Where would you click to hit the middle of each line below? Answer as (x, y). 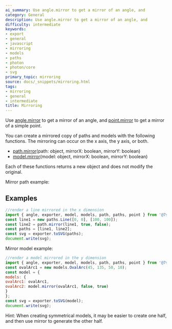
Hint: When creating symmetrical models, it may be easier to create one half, (86, 315)
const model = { (23, 272)
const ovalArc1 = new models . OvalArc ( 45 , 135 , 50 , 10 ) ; (66, 267)
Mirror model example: (29, 249)
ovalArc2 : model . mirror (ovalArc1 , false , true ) (57, 287)
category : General (25, 15)
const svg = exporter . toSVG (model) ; (44, 301)
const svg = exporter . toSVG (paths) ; (44, 234)
